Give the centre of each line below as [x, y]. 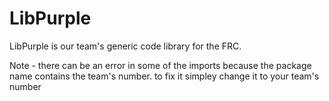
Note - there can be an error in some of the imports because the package [160, 65]
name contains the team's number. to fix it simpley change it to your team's [164, 76]
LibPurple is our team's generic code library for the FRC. [125, 46]
